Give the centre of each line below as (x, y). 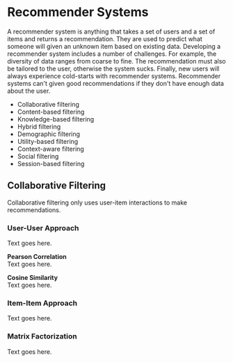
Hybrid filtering (39, 126)
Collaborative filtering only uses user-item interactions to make (97, 202)
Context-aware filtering (51, 149)
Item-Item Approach (42, 303)
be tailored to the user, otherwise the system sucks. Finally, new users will (113, 68)
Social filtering (38, 156)
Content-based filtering (51, 112)
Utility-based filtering (48, 141)
